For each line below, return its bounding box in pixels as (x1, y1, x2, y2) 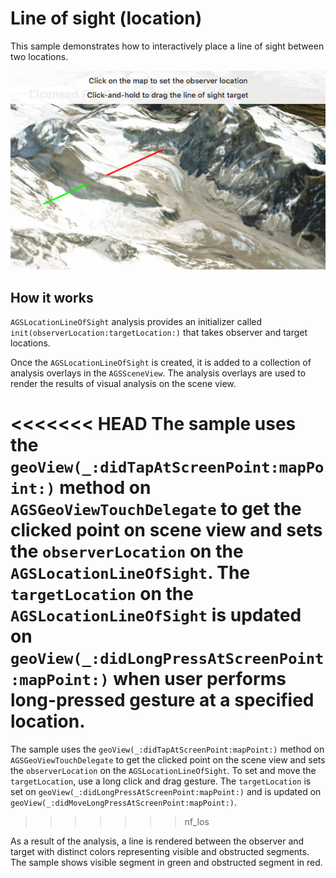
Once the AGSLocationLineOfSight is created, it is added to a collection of (10, 357, 312, 369)
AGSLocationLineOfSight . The (10, 562, 251, 584)
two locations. (10, 50, 69, 62)
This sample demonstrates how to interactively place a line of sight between (10, 40, 325, 52)
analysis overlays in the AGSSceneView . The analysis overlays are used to (10, 367, 307, 379)
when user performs (113, 668, 287, 691)
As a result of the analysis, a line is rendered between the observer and (10, 835, 305, 847)
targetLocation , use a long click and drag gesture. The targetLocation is (10, 775, 312, 787)
